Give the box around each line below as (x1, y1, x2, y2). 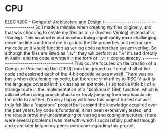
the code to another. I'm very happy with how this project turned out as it (5, 96, 151, 102)
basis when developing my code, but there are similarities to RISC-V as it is (5, 76, 155, 82)
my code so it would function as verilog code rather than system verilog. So (5, 45, 157, 51)
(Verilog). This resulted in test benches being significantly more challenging (5, 35, 157, 40)
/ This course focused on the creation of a (72, 60, 157, 66)
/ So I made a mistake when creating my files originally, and (32, 24, 152, 30)
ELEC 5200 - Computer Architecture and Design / (5, 19, 105, 25)
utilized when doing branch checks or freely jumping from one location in (5, 91, 152, 97)
